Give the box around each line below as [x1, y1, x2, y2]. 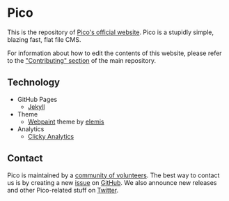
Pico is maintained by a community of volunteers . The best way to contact [7, 171, 220, 179]
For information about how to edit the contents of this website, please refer [7, 49, 222, 57]
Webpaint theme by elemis [27, 117, 104, 126]
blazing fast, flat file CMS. [7, 35, 81, 43]
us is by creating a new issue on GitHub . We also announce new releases [7, 178, 217, 186]
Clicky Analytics [27, 132, 74, 140]
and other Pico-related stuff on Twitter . [7, 186, 119, 194]
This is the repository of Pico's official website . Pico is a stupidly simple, [7, 28, 214, 36]
